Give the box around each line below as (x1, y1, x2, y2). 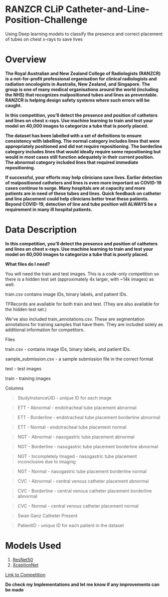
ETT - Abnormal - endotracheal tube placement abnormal (17, 405, 137, 411)
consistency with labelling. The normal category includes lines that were (5, 138, 160, 144)
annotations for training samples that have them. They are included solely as (5, 321, 163, 327)
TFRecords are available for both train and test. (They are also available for (5, 301, 159, 307)
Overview (5, 54, 47, 65)
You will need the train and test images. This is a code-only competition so (5, 270, 159, 277)
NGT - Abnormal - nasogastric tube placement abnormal (17, 434, 134, 440)
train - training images (5, 375, 51, 381)
